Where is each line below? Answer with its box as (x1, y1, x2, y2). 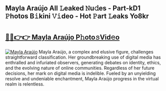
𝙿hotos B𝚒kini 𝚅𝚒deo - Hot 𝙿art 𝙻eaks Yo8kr (5, 12, 149, 21)
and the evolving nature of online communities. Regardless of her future (5, 65, 155, 71)
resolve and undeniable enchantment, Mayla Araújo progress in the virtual (5, 76, 159, 81)
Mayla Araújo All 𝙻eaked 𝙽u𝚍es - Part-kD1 (5, 4, 141, 13)
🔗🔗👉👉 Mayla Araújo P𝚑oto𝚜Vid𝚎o (5, 33, 120, 41)
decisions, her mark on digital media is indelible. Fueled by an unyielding (5, 70, 156, 76)
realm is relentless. (5, 81, 44, 87)
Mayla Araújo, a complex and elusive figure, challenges (38, 49, 154, 55)
